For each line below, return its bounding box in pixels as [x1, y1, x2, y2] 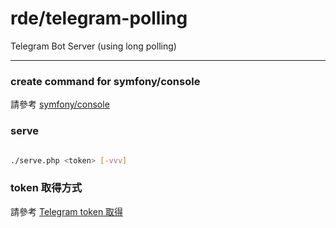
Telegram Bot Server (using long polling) [10, 40, 177, 52]
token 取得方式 [10, 181, 83, 195]
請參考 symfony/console [10, 98, 110, 111]
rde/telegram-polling [10, 7, 188, 30]
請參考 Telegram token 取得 [10, 205, 124, 217]
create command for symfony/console [10, 74, 201, 88]
